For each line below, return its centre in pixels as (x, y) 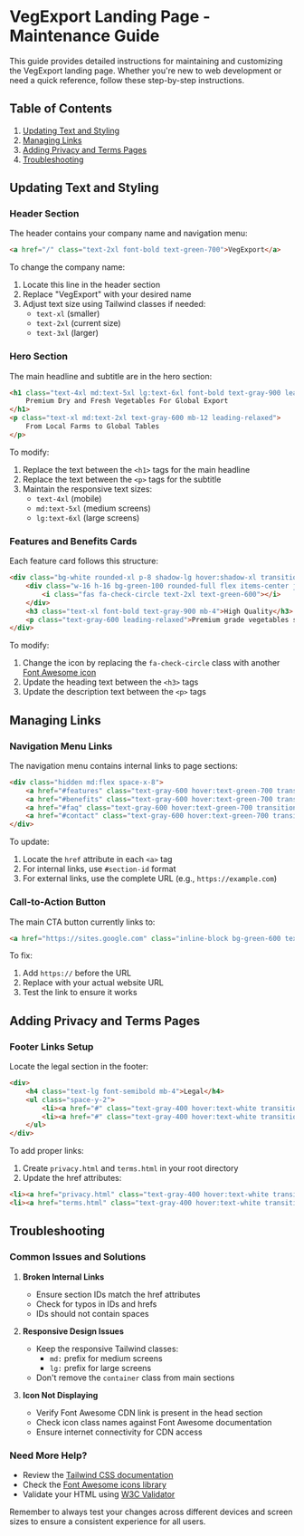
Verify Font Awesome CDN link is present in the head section (149, 1412)
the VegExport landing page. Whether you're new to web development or (146, 71)
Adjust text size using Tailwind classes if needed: (114, 304)
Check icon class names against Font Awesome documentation (154, 1422)
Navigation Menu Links (61, 746)
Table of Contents (61, 109)
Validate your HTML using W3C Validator (99, 1494)
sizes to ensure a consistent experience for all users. (108, 1521)
